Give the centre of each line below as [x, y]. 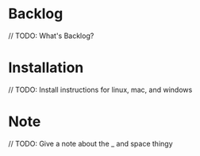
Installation [46, 68]
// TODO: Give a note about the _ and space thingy [90, 143]
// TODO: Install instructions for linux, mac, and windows [100, 89]
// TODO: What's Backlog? [51, 36]
